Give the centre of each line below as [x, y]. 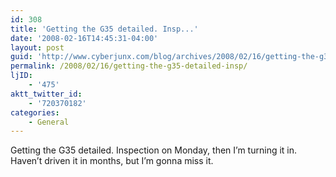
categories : [35, 112]
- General [49, 122]
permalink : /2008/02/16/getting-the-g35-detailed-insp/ [129, 66]
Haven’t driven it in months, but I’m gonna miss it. [112, 161]
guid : [21, 57]
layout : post [37, 47]
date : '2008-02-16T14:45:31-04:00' [84, 38]
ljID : [21, 76]
